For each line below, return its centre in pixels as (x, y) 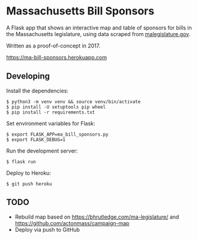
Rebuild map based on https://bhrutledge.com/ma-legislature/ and (97, 217)
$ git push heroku (29, 184)
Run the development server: (42, 151)
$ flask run (21, 162)
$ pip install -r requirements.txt (51, 112)
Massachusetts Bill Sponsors (80, 11)
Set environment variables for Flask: (51, 123)
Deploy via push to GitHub (47, 229)
